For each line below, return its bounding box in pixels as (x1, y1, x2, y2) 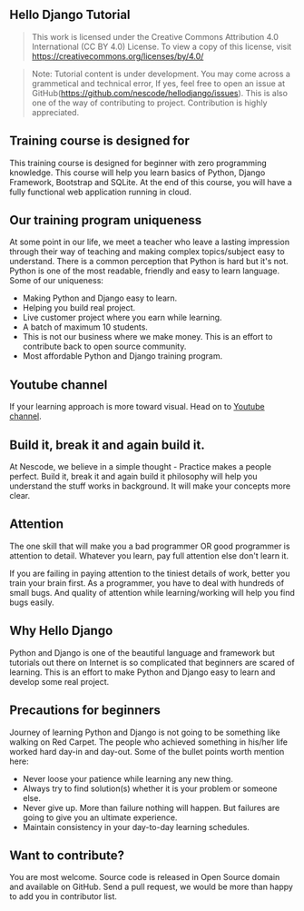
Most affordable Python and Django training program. (22, 351, 223, 361)
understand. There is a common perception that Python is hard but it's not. (9, 256, 289, 267)
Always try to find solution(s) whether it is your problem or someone (22, 783, 278, 794)
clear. (9, 490, 30, 501)
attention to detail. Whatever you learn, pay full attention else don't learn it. (9, 550, 289, 561)
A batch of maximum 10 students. (22, 322, 148, 332)
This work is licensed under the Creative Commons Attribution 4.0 (31, 31, 279, 42)
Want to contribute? (9, 847, 125, 863)
